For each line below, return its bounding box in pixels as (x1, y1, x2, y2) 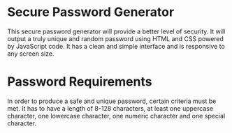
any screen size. (7, 49, 55, 58)
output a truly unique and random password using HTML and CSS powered (7, 34, 224, 42)
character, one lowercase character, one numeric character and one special (7, 111, 226, 120)
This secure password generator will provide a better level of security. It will (7, 27, 226, 36)
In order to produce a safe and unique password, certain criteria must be (7, 97, 217, 105)
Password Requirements (7, 74, 152, 90)
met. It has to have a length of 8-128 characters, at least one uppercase (7, 104, 214, 112)
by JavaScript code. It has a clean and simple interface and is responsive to (7, 42, 225, 50)
